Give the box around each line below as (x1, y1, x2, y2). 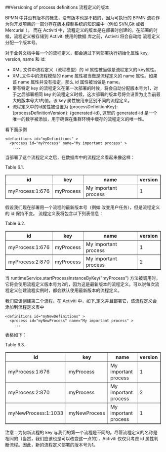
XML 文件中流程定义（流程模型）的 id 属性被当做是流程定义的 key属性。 (12, 67, 159, 73)
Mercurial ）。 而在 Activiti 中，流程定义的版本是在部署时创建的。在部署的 (5, 27, 154, 33)
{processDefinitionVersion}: (12, 110, 69, 116)
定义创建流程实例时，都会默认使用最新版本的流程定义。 (9, 288, 122, 293)
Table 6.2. (5, 220, 26, 226)
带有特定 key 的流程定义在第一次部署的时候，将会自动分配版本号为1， (12, 85, 154, 91)
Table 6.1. (5, 164, 24, 170)
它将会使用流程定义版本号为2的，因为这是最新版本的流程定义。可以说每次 (5, 281, 155, 287)
